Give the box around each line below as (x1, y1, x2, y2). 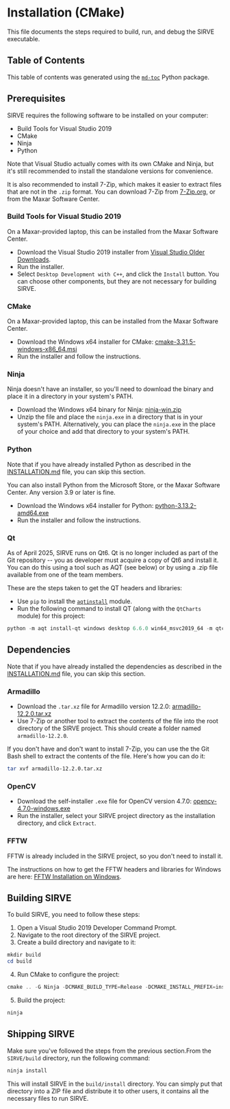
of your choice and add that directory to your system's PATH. (16, 428, 190, 436)
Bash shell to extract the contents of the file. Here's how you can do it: (7, 752, 205, 760)
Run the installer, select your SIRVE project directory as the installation (16, 812, 216, 820)
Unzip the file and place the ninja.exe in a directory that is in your (16, 413, 203, 421)
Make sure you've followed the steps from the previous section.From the (7, 1047, 212, 1055)
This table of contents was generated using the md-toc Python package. (7, 73, 210, 81)
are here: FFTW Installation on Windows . (7, 872, 122, 880)
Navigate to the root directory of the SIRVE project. (16, 931, 161, 939)
